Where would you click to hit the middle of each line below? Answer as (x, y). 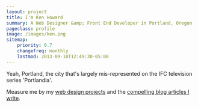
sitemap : (17, 40)
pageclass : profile (31, 29)
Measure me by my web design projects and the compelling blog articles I (98, 91)
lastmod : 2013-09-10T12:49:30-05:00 (63, 57)
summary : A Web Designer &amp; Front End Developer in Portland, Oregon (99, 23)
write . (13, 98)
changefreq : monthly (43, 51)
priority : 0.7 (35, 46)
